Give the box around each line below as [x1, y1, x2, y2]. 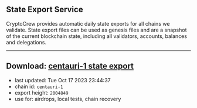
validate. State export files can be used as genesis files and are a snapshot [6, 26, 187, 33]
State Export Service [6, 5, 83, 15]
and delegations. [6, 39, 47, 46]
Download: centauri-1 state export [6, 61, 134, 71]
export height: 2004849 [14, 89, 69, 96]
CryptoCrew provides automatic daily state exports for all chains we [6, 20, 170, 27]
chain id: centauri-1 [14, 83, 63, 90]
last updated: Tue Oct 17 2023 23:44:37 [14, 76, 111, 83]
